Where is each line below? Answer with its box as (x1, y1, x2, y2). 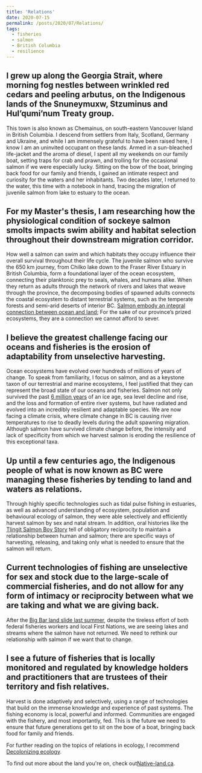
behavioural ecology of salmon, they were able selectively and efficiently (6, 513, 188, 520)
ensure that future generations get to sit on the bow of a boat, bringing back (6, 723, 195, 731)
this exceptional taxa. (6, 438, 59, 445)
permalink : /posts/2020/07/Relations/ (6, 20, 104, 26)
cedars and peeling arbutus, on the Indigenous (6, 90, 186, 100)
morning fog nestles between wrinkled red (6, 80, 170, 91)
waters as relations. (6, 484, 83, 494)
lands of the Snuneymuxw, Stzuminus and (6, 99, 168, 109)
